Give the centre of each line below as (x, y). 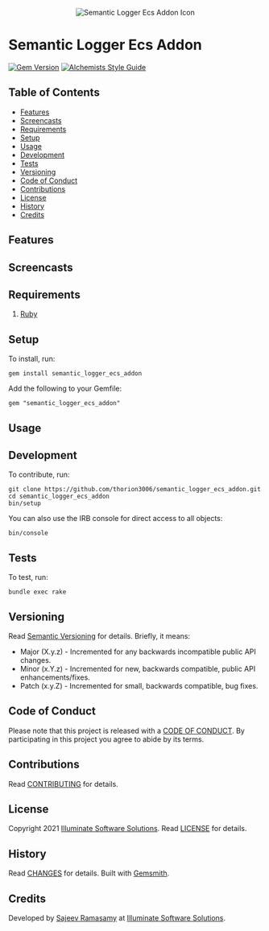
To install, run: (32, 359)
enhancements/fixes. (55, 677)
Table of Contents (54, 93)
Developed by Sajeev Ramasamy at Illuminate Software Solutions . (117, 918)
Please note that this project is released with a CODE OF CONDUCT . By (127, 730)
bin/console (28, 533)
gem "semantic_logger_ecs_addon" (64, 403)
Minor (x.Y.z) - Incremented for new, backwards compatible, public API (138, 668)
